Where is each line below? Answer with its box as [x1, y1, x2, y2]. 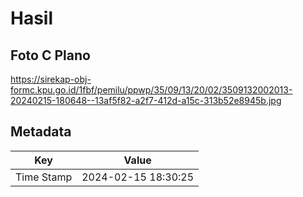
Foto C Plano [10, 47, 91, 64]
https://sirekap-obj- [10, 73, 92, 85]
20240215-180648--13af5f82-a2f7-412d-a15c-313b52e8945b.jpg [10, 95, 282, 106]
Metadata [10, 123, 72, 141]
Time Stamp [15, 170, 73, 184]
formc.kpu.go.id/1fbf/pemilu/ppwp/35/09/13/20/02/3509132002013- [10, 84, 293, 96]
